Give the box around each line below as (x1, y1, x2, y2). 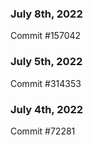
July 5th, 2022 (10, 55, 83, 69)
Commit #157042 (10, 30, 82, 42)
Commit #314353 (10, 77, 82, 89)
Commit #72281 (10, 125, 76, 137)
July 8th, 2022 (10, 7, 83, 21)
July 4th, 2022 (10, 102, 84, 116)
